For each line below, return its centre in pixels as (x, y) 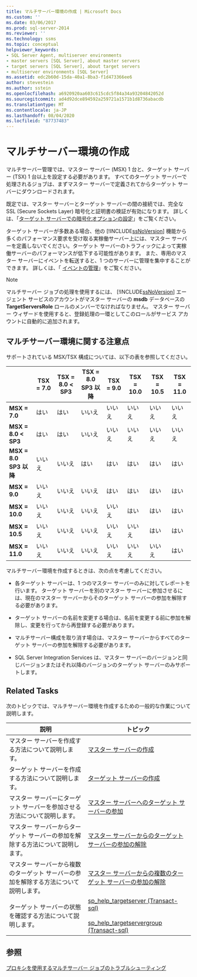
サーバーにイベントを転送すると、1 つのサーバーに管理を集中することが (104, 261)
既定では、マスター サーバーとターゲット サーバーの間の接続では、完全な (95, 204)
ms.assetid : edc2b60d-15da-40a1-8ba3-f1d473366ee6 (69, 77)
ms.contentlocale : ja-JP (36, 110)
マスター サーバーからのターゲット (135, 835)
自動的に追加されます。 (55, 321)
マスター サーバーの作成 (121, 749)
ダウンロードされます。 (50, 191)
